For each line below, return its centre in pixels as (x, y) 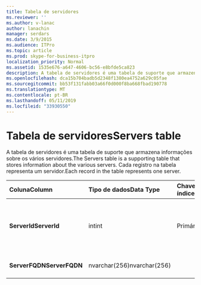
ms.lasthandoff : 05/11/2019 (41, 100)
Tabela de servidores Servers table (94, 136)
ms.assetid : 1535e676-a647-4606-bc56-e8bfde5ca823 (71, 67)
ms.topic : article (29, 51)
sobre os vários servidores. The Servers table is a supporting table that (93, 158)
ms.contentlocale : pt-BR (37, 95)
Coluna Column (31, 190)
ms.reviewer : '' (26, 17)
